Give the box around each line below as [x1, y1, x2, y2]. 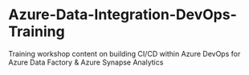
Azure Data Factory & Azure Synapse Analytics [8, 57, 164, 67]
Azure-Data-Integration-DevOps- [8, 6, 237, 24]
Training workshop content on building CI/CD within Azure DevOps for [8, 49, 241, 58]
